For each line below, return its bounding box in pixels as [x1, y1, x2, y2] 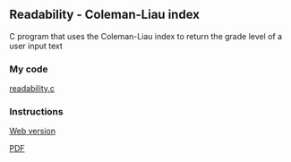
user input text [9, 40, 63, 51]
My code [9, 63, 48, 75]
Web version [9, 125, 56, 137]
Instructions [9, 106, 64, 118]
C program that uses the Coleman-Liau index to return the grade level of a [9, 30, 283, 41]
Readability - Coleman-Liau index [9, 7, 200, 22]
